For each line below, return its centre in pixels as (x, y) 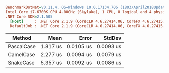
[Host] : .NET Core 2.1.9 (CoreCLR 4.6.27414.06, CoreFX (75, 21)
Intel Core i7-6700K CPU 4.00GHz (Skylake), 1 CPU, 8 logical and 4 (78, 12)
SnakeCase (21, 63)
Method (22, 38)
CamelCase (21, 55)
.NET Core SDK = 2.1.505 (29, 16)
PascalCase (22, 47)
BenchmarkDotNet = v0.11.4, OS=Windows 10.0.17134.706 (62, 7)
